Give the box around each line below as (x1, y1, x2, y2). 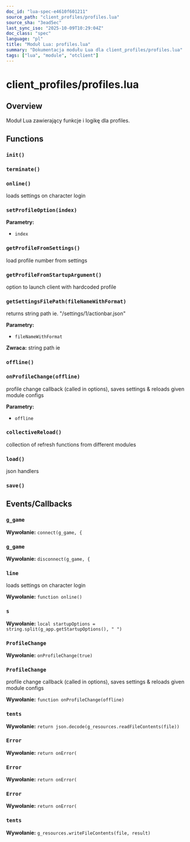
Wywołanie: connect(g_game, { (6, 529, 82, 536)
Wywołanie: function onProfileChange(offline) (6, 696, 125, 703)
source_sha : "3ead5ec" (6, 19, 62, 25)
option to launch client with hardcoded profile (6, 283, 116, 290)
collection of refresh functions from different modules (6, 441, 136, 448)
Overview (6, 101, 43, 111)
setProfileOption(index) (6, 207, 78, 214)
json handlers (6, 468, 39, 475)
